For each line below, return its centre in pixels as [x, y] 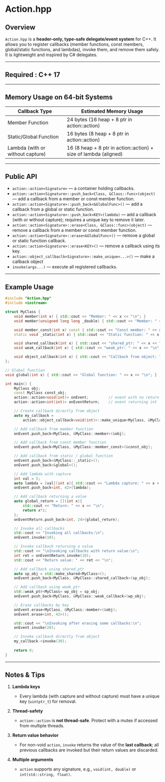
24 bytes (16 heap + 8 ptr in [100, 119]
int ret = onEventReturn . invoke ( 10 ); [53, 555]
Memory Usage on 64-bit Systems [59, 97]
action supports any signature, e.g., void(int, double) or [78, 769]
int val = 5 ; [27, 479]
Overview [20, 27]
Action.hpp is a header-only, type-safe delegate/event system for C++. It [81, 39]
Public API [21, 177]
